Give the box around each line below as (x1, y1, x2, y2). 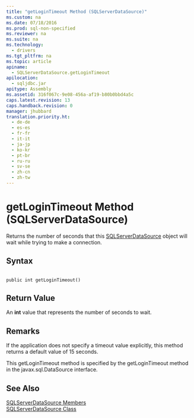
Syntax (6, 256, 33, 266)
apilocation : (6, 75, 39, 81)
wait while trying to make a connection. (6, 238, 102, 246)
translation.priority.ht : (6, 114, 70, 120)
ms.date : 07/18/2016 (6, 20, 58, 26)
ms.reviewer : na (6, 31, 46, 37)
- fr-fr (11, 130, 31, 137)
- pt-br (11, 152, 31, 158)
